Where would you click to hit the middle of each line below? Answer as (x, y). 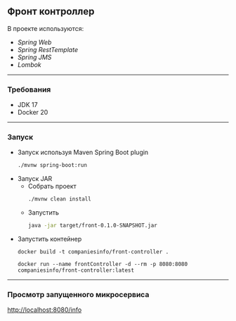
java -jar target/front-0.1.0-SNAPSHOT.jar (93, 226)
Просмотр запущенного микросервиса (78, 294)
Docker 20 (33, 113)
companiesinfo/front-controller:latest (76, 270)
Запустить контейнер (50, 239)
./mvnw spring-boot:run (52, 165)
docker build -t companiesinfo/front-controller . (93, 252)
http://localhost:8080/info (45, 310)
